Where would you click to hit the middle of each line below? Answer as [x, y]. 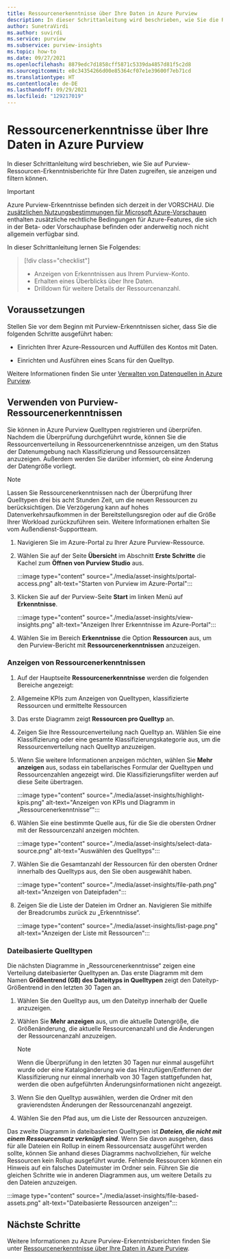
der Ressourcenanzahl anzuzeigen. [67, 1036]
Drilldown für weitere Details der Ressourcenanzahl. [107, 288]
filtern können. [28, 178]
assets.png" [24, 1203]
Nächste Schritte [44, 1224]
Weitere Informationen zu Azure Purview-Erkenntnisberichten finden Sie [109, 1240]
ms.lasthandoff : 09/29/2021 [47, 90]
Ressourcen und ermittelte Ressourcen [72, 705]
